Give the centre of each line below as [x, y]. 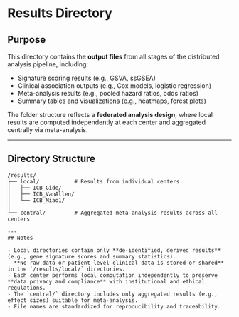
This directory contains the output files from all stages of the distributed [113, 56]
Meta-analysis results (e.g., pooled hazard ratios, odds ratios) [108, 93]
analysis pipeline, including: [48, 64]
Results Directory [60, 13]
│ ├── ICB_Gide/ [34, 188]
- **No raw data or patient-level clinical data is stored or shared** [116, 263]
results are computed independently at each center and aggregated [107, 122]
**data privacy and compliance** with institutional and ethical [106, 281]
